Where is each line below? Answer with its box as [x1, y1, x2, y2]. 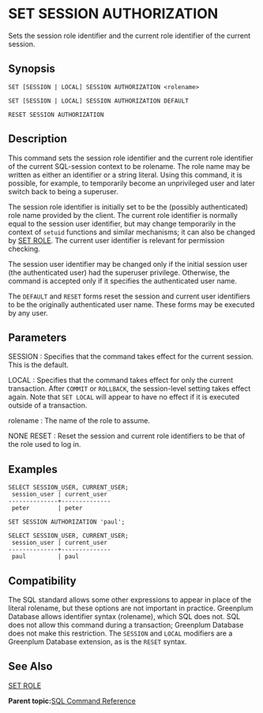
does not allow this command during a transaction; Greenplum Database [8, 621, 244, 629]
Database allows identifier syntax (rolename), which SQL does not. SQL [8, 612, 241, 621]
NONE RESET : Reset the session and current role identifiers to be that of [8, 431, 246, 441]
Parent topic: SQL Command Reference [8, 696, 136, 705]
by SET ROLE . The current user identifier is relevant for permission [8, 235, 225, 245]
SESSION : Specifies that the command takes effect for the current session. [8, 352, 254, 362]
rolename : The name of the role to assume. [8, 416, 150, 426]
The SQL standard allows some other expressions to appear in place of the [8, 595, 252, 604]
